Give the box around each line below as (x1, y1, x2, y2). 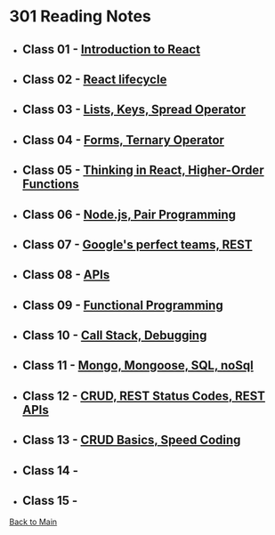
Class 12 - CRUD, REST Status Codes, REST (21, 388, 265, 403)
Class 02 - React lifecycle (21, 71, 167, 86)
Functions (21, 176, 80, 192)
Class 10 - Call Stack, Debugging (21, 328, 207, 344)
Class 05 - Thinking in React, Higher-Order (21, 163, 264, 178)
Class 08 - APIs (21, 267, 110, 282)
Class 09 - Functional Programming (21, 297, 224, 312)
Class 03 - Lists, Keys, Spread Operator (21, 102, 247, 118)
